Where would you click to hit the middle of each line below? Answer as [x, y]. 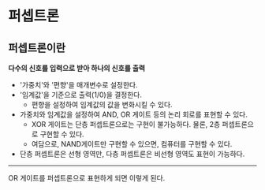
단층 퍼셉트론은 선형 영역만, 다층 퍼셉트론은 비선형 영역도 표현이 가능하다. [132, 154]
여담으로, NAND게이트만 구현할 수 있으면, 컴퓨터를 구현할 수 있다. [132, 144]
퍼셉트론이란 [37, 48]
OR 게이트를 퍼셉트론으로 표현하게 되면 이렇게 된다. [87, 178]
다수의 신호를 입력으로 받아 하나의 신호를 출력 [77, 68]
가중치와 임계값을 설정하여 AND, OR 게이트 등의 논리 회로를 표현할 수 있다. [134, 114]
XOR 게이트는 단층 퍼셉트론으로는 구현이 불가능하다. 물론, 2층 [126, 124]
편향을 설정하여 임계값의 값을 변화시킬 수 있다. [102, 104]
